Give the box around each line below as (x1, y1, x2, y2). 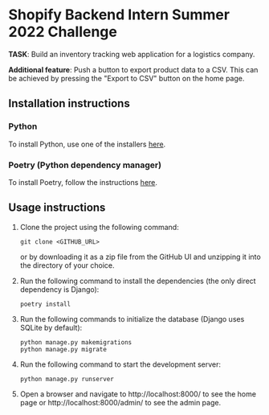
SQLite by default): (19, 323, 83, 332)
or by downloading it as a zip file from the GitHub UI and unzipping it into (19, 252, 261, 261)
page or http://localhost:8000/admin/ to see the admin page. (19, 397, 222, 407)
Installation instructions (8, 97, 130, 110)
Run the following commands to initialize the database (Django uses (19, 314, 245, 323)
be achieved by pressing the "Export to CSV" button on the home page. (8, 73, 245, 83)
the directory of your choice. (19, 260, 115, 270)
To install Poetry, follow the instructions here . (8, 177, 158, 187)
